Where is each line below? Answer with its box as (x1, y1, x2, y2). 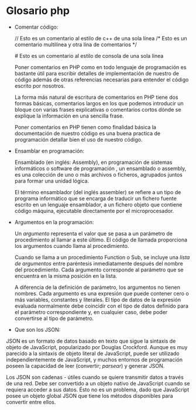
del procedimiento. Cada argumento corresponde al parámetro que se (14, 266, 184, 273)
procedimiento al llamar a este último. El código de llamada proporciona (14, 236, 188, 243)
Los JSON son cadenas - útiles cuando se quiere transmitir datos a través (6, 373, 184, 381)
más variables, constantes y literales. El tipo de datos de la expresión (14, 296, 181, 303)
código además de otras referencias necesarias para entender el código (14, 76, 189, 83)
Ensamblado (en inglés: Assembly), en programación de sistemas (14, 159, 173, 166)
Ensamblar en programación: (14, 147, 85, 154)
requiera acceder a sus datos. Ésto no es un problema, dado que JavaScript (6, 386, 189, 393)
